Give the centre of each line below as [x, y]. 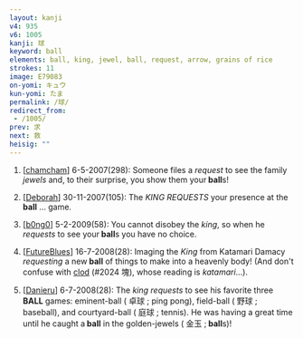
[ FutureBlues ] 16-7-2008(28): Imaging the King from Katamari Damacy [154, 251]
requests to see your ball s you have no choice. [109, 234]
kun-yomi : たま [37, 93]
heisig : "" [30, 144]
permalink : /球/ [39, 102]
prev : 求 [25, 128]
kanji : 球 [27, 43]
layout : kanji [36, 18]
